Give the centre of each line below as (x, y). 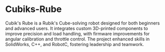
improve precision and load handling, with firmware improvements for (77, 33)
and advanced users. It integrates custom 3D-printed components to (77, 28)
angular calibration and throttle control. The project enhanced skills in (77, 39)
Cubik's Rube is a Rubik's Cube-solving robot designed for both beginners (82, 23)
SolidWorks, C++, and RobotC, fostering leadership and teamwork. (75, 44)
